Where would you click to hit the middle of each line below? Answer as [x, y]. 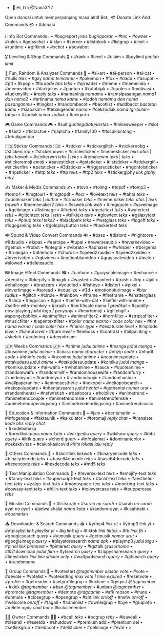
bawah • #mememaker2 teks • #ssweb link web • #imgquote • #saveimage [81, 205]
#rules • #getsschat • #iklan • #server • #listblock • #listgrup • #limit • [77, 42]
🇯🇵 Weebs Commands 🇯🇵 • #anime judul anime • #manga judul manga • [81, 346]
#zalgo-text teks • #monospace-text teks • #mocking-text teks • [92, 484]
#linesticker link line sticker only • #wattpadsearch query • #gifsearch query [82, 557]
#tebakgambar [20, 136]
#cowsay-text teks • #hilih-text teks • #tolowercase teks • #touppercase [78, 489]
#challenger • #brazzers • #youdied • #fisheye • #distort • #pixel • [73, 285]
